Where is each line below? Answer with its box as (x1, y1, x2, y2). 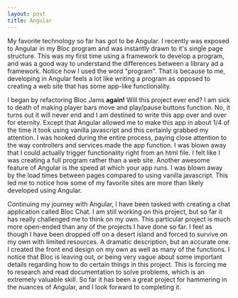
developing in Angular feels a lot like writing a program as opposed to (7, 74, 211, 82)
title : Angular (7, 17, 53, 24)
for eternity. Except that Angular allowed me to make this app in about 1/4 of (7, 118, 230, 126)
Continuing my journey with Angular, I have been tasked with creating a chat (7, 199, 231, 208)
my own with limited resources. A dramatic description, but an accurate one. (7, 237, 231, 245)
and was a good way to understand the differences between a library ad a (7, 59, 224, 67)
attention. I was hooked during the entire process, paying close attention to (7, 133, 227, 142)
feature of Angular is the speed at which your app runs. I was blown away (7, 163, 223, 172)
